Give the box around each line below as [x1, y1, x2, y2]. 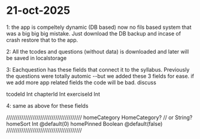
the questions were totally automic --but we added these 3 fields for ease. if [6, 72, 195, 79]
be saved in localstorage [6, 54, 67, 61]
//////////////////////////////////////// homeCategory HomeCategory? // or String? [6, 114, 193, 121]
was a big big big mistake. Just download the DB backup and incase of [6, 29, 181, 37]
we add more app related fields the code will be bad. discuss [6, 79, 157, 86]
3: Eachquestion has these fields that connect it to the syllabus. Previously [6, 66, 190, 73]
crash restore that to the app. [6, 36, 78, 43]
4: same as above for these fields [6, 102, 89, 109]
